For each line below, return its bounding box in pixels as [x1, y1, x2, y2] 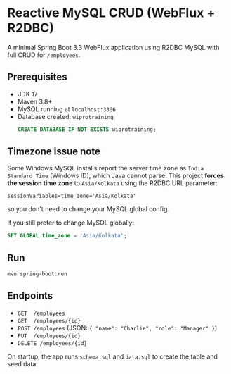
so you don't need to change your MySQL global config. [7, 205, 170, 213]
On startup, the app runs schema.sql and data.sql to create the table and [7, 352, 218, 361]
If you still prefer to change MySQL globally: [7, 218, 135, 227]
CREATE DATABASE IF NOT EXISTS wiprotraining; [17, 125, 157, 133]
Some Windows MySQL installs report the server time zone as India [7, 164, 204, 173]
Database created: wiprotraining [17, 112, 114, 120]
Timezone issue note [7, 146, 100, 158]
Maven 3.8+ [17, 97, 53, 106]
